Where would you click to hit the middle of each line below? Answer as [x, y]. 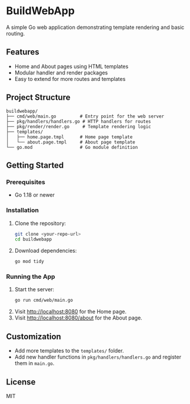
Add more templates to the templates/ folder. [69, 351]
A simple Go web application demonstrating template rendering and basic [95, 27]
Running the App [31, 277]
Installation [23, 210]
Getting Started [35, 165]
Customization [34, 336]
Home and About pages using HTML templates [71, 66]
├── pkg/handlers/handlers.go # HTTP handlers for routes [79, 121]
